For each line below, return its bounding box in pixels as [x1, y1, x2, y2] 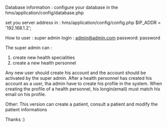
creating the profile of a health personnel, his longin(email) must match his [5, 86, 160, 92]
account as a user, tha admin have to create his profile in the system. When [5, 81, 162, 86]
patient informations [5, 107, 47, 112]
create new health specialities [12, 54, 75, 60]
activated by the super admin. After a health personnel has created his [5, 75, 152, 81]
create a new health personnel [12, 60, 76, 66]
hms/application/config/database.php [5, 10, 84, 16]
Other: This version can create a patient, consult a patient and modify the [5, 101, 158, 107]
